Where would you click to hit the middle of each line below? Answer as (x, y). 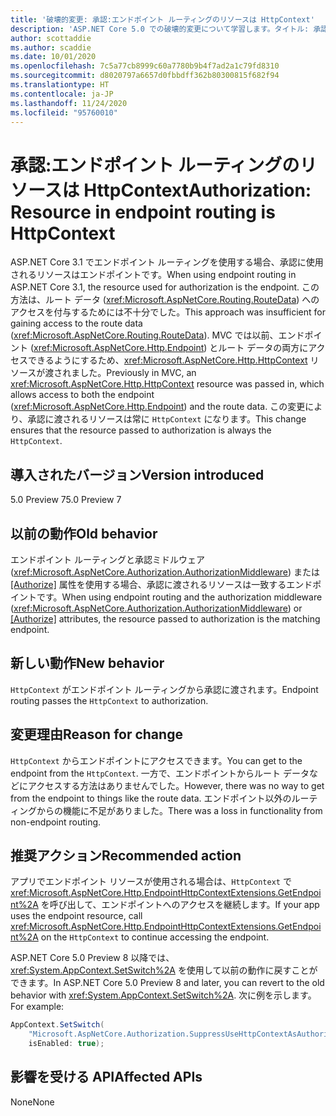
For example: (37, 1007)
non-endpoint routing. (56, 822)
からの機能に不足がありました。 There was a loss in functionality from (179, 810)
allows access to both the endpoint (82, 395)
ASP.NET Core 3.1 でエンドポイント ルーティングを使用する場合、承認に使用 (167, 262)
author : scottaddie (51, 38)
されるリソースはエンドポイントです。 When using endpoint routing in (153, 275)
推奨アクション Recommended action (126, 855)
